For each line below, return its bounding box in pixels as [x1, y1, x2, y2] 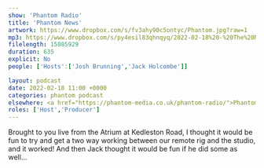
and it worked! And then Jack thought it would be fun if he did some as [8, 144, 238, 154]
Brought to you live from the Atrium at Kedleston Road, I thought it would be [8, 127, 253, 137]
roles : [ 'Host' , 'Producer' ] [8, 106, 101, 114]
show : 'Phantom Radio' [8, 11, 82, 20]
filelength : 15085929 [8, 41, 79, 49]
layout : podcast [8, 76, 61, 85]
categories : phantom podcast [8, 91, 104, 99]
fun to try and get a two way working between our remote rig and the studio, [8, 136, 256, 145]
